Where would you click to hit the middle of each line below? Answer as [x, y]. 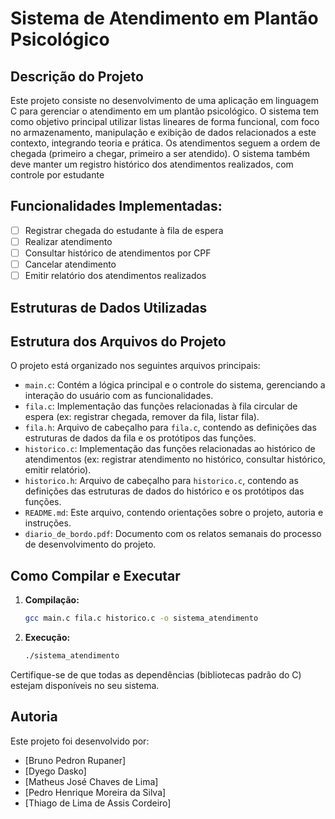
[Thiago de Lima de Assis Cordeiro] [98, 803]
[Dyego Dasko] [55, 771]
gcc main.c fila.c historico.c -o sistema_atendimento [141, 618]
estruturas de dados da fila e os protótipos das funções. [140, 438]
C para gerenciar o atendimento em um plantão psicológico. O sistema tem [164, 111]
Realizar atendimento [68, 241]
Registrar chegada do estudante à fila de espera [124, 230]
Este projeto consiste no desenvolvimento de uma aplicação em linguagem [164, 100]
